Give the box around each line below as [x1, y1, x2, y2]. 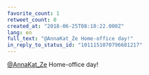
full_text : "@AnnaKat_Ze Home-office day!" [7, 35, 134, 42]
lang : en [7, 29, 32, 36]
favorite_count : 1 [7, 10, 60, 17]
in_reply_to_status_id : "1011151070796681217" [7, 42, 143, 48]
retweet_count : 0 [7, 16, 57, 23]
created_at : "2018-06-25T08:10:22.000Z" [7, 22, 125, 29]
